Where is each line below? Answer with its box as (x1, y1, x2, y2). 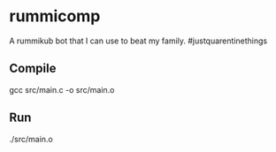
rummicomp (9, 6, 101, 27)
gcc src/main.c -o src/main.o (9, 84, 115, 95)
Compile (9, 61, 57, 76)
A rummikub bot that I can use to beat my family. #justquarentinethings (9, 35, 268, 46)
